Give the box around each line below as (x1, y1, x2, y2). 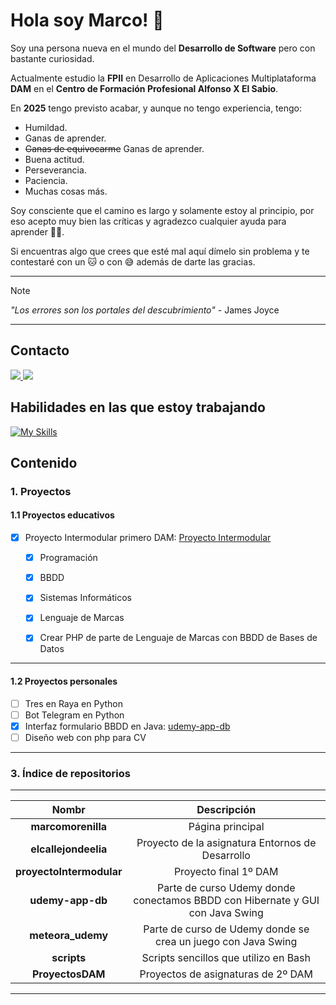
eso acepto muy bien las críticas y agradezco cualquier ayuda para (10, 215, 287, 227)
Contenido (10, 454, 78, 471)
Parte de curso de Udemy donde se (143, 922, 310, 936)
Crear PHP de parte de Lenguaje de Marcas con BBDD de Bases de (39, 632, 318, 644)
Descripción (196, 803, 257, 817)
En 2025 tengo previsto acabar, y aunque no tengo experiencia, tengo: (10, 102, 303, 114)
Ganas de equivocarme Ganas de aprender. (24, 142, 205, 154)
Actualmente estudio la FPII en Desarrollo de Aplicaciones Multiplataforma (10, 72, 317, 84)
